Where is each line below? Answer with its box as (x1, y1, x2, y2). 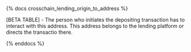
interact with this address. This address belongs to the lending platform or (6, 23, 184, 29)
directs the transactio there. (6, 29, 73, 36)
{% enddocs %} (6, 40, 45, 47)
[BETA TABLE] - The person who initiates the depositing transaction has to (6, 16, 185, 23)
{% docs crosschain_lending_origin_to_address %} (6, 5, 129, 12)
